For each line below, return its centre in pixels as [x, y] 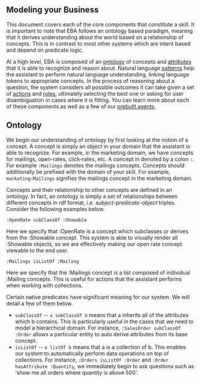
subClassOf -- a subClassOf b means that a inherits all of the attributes [102, 315]
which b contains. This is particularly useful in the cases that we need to [104, 321]
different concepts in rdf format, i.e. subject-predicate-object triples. [91, 202]
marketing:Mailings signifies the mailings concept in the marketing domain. [100, 178]
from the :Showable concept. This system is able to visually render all [92, 238]
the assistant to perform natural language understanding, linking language [98, 74]
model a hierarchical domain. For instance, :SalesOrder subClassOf [98, 328]
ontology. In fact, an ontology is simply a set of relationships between [92, 196]
